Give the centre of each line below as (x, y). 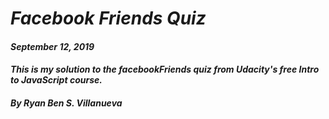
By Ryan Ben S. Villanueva (66, 103)
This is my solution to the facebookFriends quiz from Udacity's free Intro (165, 69)
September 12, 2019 (52, 46)
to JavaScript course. (56, 80)
